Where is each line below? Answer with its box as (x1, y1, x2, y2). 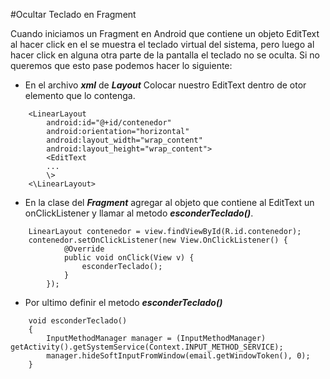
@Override (63, 244, 105, 254)
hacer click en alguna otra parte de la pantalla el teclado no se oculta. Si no (10, 49, 320, 61)
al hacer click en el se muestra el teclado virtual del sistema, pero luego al (10, 39, 315, 50)
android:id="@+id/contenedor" (46, 118, 172, 128)
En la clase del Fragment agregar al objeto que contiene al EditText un (24, 197, 315, 208)
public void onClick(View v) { (63, 253, 195, 263)
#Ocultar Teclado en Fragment (10, 9, 137, 20)
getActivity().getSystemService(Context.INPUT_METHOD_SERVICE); (10, 342, 284, 352)
